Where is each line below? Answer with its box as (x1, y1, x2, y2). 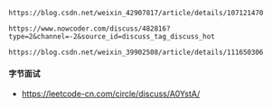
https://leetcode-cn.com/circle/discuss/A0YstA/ (21, 88, 201, 99)
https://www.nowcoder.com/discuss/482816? (8, 24, 171, 33)
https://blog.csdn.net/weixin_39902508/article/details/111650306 (8, 48, 264, 57)
